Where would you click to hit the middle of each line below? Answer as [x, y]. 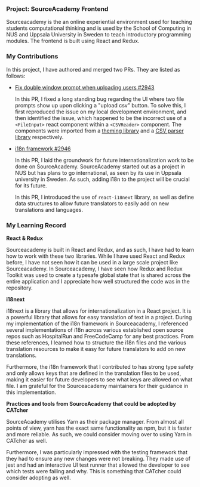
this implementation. [31, 392]
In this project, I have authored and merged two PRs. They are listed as [93, 69]
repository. [19, 288]
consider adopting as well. [39, 477]
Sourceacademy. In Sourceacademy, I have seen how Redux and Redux [95, 269]
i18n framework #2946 [43, 149]
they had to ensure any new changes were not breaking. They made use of [99, 458]
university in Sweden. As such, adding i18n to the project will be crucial [102, 179]
